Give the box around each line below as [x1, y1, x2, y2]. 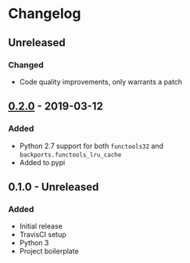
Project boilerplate [19, 247, 80, 256]
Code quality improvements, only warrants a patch [19, 77, 182, 86]
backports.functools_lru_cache [19, 150, 122, 159]
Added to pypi [19, 157, 66, 167]
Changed [8, 59, 45, 70]
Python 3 [19, 238, 49, 247]
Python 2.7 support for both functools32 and [19, 141, 164, 150]
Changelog [8, 5, 81, 23]
